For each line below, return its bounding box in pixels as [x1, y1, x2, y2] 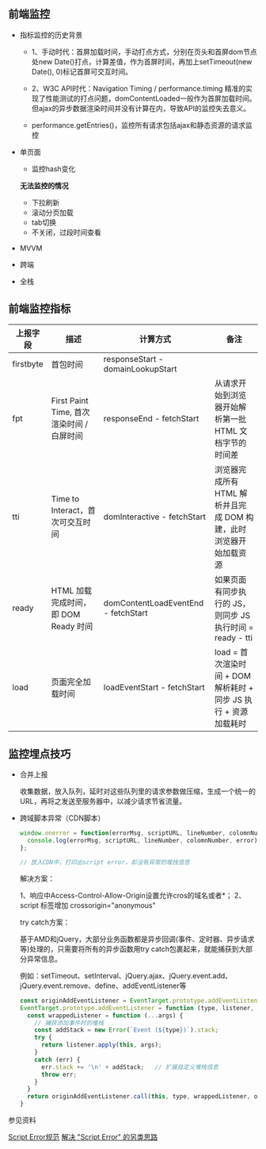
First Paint [51, 395, 89, 406]
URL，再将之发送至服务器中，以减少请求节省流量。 [19, 797, 187, 806]
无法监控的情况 [19, 181, 69, 190]
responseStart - [103, 353, 164, 364]
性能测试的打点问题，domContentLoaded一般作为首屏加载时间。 [45, 94, 256, 103]
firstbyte [12, 358, 44, 369]
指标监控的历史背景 [19, 30, 83, 40]
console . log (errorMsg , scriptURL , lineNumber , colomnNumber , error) [27, 836, 258, 845]
